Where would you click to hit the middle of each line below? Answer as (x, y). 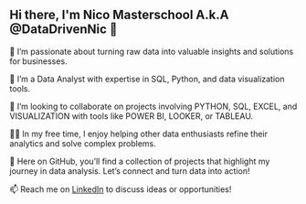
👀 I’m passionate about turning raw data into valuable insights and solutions (152, 51)
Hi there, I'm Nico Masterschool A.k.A (119, 15)
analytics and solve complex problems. (83, 143)
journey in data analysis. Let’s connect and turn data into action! (130, 171)
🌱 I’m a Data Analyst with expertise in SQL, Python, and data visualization (147, 79)
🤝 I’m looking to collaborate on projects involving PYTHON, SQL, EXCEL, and (153, 106)
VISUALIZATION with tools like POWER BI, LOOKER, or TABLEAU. (132, 116)
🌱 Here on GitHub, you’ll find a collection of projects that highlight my (140, 161)
